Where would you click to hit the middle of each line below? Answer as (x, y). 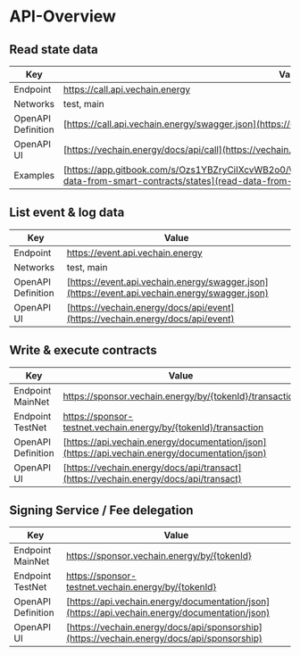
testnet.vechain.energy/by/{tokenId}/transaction (163, 428)
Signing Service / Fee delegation (101, 511)
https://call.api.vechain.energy (126, 89)
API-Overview (62, 17)
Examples (34, 175)
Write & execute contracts (83, 350)
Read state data (54, 50)
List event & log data (67, 213)
